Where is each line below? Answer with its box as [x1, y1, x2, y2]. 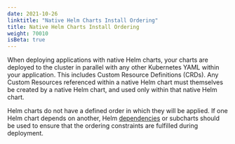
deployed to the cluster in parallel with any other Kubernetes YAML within [7, 63, 220, 72]
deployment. [7, 129, 43, 138]
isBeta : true [7, 37, 46, 44]
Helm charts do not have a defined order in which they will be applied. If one [7, 107, 228, 115]
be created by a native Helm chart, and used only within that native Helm [7, 86, 217, 94]
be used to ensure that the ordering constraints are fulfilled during [7, 122, 199, 130]
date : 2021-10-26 [7, 10, 58, 18]
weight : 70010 [7, 30, 49, 37]
